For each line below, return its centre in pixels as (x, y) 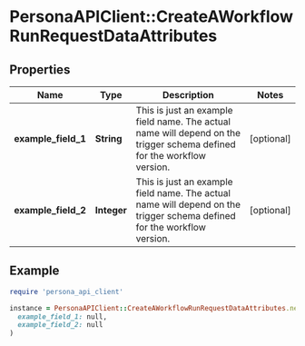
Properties (40, 69)
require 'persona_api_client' (67, 292)
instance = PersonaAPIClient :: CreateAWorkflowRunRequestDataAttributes (148, 308)
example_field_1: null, (62, 316)
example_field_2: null (60, 325)
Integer (111, 210)
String (108, 138)
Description (188, 95)
